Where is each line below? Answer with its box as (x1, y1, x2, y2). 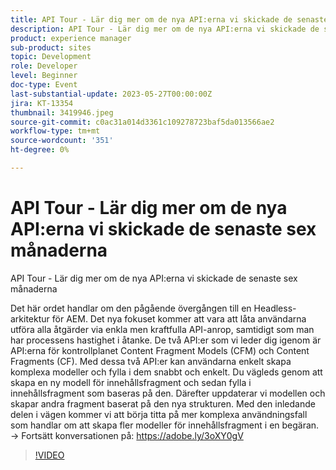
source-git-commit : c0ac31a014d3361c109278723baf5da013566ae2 (10, 117, 275, 127)
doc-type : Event (10, 80, 78, 90)
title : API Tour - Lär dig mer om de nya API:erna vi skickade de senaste (10, 14, 329, 25)
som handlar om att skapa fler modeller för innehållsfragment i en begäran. (10, 419, 320, 431)
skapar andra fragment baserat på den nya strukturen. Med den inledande (10, 397, 316, 410)
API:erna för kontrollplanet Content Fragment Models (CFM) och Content (10, 344, 310, 356)
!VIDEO (34, 449, 65, 461)
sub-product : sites (10, 42, 92, 53)
